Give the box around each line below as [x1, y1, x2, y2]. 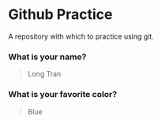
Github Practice [8, 6, 113, 24]
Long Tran [27, 69, 62, 79]
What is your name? [8, 51, 87, 62]
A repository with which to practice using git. [8, 32, 154, 41]
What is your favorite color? [8, 89, 117, 100]
